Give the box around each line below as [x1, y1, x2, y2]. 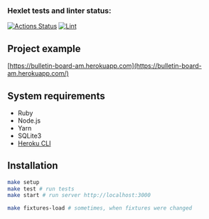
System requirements [7, 90, 105, 102]
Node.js [17, 116, 41, 125]
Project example [7, 42, 81, 55]
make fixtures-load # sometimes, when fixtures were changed [7, 205, 193, 212]
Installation [7, 160, 58, 172]
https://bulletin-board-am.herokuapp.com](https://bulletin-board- [9, 61, 203, 70]
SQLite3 [17, 131, 42, 140]
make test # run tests [7, 185, 75, 193]
